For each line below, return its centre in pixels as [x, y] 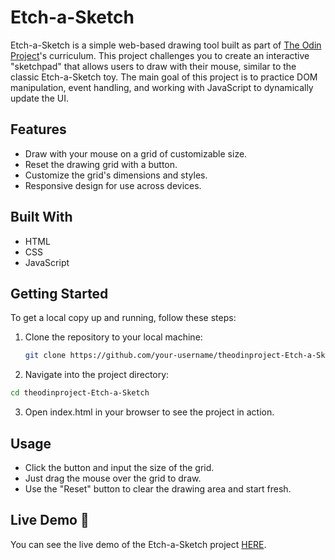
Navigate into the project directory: [97, 375]
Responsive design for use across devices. [113, 185]
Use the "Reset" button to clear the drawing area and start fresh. [158, 488]
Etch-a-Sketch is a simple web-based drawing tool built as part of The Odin [166, 45]
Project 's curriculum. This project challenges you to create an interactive [160, 55]
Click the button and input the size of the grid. [119, 467]
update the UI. [39, 98]
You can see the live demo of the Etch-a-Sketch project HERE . [138, 544]
